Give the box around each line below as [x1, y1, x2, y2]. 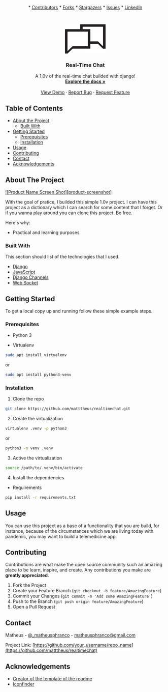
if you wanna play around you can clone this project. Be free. [5, 210, 133, 216]
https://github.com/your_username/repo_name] [33, 642, 133, 648]
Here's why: [5, 219, 30, 225]
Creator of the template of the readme [12, 676, 92, 681]
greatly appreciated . [5, 572, 49, 579]
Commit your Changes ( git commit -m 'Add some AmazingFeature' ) [12, 593, 153, 599]
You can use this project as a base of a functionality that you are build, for [5, 523, 160, 529]
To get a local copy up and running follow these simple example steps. [5, 308, 153, 314]
